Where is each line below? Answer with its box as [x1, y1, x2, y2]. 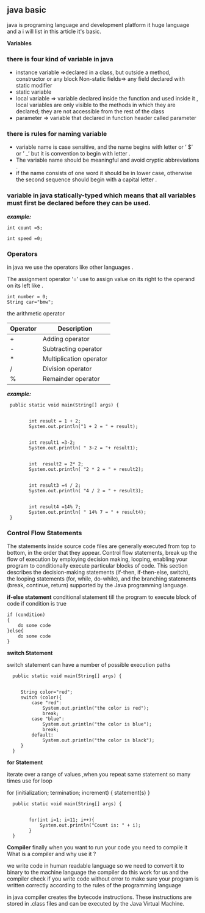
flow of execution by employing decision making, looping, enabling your [7, 555, 188, 563]
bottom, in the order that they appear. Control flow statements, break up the [7, 549, 198, 557]
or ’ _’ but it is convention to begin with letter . [15, 150, 131, 157]
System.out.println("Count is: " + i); [39, 822, 141, 828]
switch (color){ [20, 694, 62, 701]
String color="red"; [20, 689, 73, 696]
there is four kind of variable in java [7, 54, 113, 63]
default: [31, 732, 54, 738]
